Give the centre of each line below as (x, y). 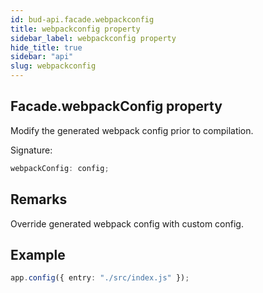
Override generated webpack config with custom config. (127, 223)
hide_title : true (46, 47)
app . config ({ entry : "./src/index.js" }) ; (100, 278)
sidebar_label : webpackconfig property (93, 38)
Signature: (31, 150)
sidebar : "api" (42, 57)
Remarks (39, 199)
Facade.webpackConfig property (116, 106)
